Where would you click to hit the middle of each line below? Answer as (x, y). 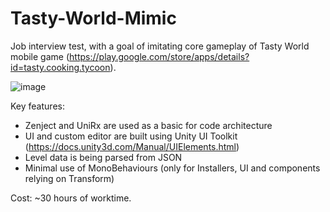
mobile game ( (40, 56)
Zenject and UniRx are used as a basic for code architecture (148, 125)
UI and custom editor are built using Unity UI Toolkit (131, 136)
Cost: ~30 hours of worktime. (71, 198)
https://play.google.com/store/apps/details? (159, 56)
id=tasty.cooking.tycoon (60, 67)
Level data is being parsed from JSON (103, 157)
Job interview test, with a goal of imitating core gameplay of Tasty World (160, 46)
